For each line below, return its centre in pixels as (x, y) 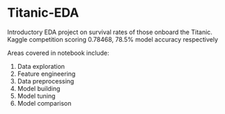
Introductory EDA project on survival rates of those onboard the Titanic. (110, 32)
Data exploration (41, 66)
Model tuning (36, 96)
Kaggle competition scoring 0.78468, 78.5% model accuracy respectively (113, 39)
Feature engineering (46, 74)
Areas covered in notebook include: (58, 53)
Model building (39, 88)
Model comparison (44, 103)
